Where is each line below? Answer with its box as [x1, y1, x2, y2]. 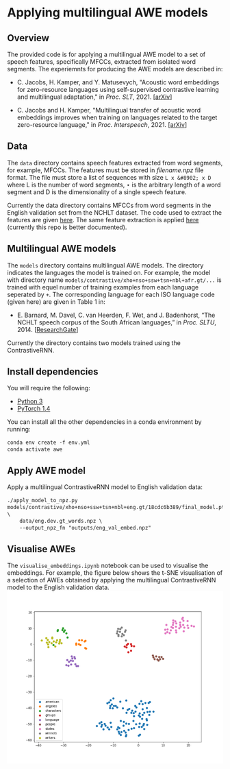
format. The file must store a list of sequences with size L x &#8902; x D [7, 173, 212, 181]
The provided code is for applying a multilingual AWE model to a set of [7, 50, 206, 58]
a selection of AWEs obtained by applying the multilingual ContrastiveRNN [7, 576, 216, 584]
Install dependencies [7, 366, 99, 378]
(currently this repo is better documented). [7, 223, 127, 231]
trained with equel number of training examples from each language [7, 283, 199, 291]
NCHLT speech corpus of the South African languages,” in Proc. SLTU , [16, 318, 217, 327]
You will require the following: [7, 384, 90, 392]
